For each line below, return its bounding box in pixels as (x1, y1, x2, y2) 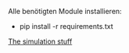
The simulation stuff (8, 37, 73, 46)
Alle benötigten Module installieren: (8, 7, 123, 16)
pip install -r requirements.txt (19, 22, 113, 30)
